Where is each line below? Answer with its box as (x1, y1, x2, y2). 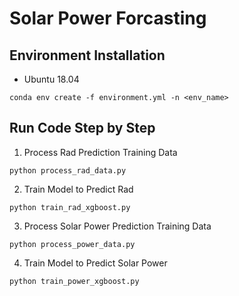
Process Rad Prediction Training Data (23, 146, 178, 158)
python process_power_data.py (9, 239, 136, 249)
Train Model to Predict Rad (23, 183, 134, 195)
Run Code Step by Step (9, 120, 156, 137)
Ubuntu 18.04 (23, 73, 80, 85)
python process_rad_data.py (9, 165, 127, 176)
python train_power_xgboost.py (9, 276, 140, 286)
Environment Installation (9, 47, 166, 64)
